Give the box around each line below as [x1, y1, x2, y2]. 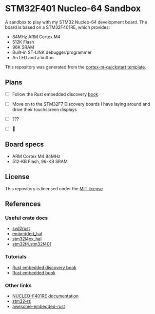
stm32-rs [12, 298, 31, 304]
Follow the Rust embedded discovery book [12, 91, 98, 97]
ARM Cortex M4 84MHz [12, 153, 61, 159]
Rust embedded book [12, 269, 56, 275]
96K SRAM [12, 44, 34, 50]
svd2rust [12, 225, 30, 231]
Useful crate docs [5, 214, 48, 221]
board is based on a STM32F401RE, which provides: [5, 24, 110, 30]
